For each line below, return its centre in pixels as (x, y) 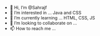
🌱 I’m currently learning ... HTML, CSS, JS (52, 18)
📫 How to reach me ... (33, 28)
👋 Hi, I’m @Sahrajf (28, 8)
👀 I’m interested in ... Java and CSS (46, 13)
